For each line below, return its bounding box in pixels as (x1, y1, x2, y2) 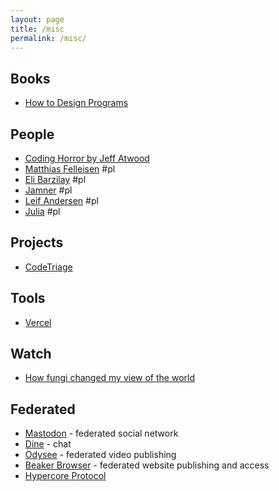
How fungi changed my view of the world (24, 372, 195, 384)
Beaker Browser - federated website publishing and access (24, 459, 270, 471)
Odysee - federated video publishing (24, 449, 177, 461)
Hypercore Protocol (24, 470, 107, 482)
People (10, 126, 55, 143)
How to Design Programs (24, 97, 129, 109)
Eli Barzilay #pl (24, 174, 87, 185)
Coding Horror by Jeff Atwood (24, 152, 150, 164)
